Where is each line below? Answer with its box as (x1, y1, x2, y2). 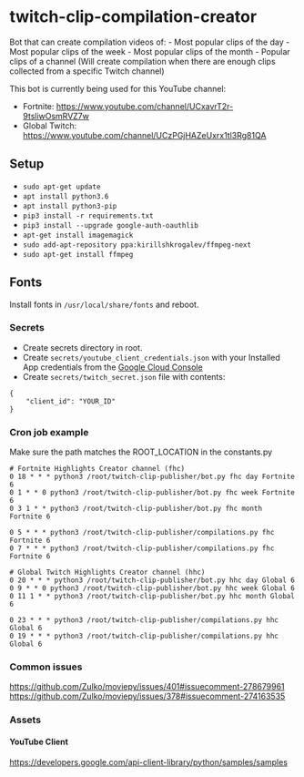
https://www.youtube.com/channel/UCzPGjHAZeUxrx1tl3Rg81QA (22, 129, 267, 140)
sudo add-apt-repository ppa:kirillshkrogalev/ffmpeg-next (22, 240, 252, 250)
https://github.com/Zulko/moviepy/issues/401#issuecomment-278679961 (9, 681, 285, 692)
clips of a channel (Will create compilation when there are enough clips (9, 56, 276, 66)
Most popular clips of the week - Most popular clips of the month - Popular (9, 46, 291, 56)
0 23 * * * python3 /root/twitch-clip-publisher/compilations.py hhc (9, 616, 279, 625)
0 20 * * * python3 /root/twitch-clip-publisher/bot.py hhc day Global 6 (9, 576, 296, 585)
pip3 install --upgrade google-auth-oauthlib (22, 220, 198, 230)
